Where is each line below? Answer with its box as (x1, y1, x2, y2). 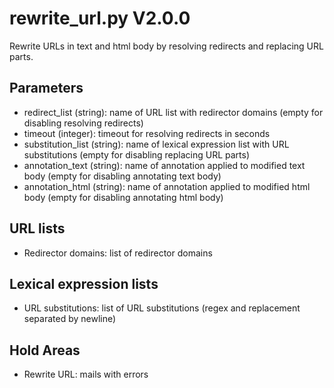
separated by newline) (23, 313, 117, 325)
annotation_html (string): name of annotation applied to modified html (23, 180, 311, 192)
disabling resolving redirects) (23, 117, 144, 129)
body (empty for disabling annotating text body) (23, 170, 222, 182)
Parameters (9, 80, 84, 97)
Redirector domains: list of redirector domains (23, 247, 213, 259)
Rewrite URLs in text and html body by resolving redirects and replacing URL (9, 40, 324, 52)
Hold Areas (9, 342, 81, 359)
